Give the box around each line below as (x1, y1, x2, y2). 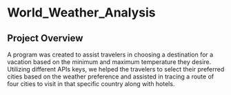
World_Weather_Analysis (7, 5, 157, 21)
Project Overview (7, 32, 83, 44)
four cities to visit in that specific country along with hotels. (7, 80, 175, 87)
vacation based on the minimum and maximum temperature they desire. (7, 58, 212, 66)
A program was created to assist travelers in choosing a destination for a (7, 50, 214, 59)
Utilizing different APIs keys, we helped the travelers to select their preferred (7, 65, 225, 73)
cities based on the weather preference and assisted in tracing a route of (7, 72, 214, 81)
